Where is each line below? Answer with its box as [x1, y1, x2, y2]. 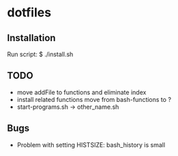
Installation [7, 32, 56, 44]
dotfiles [7, 5, 52, 21]
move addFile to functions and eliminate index [16, 88, 147, 96]
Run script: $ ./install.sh [7, 50, 74, 58]
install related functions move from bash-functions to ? [16, 95, 172, 103]
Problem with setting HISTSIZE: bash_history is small [16, 140, 166, 148]
